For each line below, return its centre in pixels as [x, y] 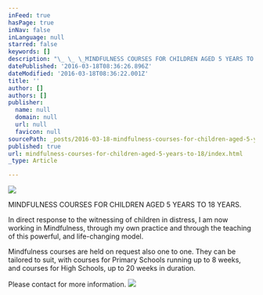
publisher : [26, 103]
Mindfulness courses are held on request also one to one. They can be [122, 252]
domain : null [36, 117]
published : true [34, 146]
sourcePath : [27, 139]
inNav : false [29, 30]
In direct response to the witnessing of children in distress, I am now [118, 220]
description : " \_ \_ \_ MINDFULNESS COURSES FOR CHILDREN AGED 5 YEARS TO [131, 59]
